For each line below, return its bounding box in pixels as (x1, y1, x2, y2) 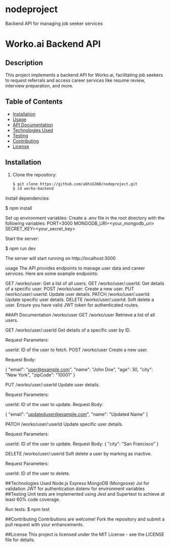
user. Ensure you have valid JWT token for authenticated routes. (5, 302, 139, 308)
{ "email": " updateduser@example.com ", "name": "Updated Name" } (5, 411, 148, 417)
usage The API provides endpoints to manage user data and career (5, 265, 145, 271)
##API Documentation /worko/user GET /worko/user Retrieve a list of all (5, 312, 155, 318)
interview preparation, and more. (5, 82, 73, 88)
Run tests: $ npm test (5, 506, 50, 512)
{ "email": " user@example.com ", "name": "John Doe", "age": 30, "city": (5, 367, 153, 373)
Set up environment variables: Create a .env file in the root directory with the (5, 215, 165, 221)
